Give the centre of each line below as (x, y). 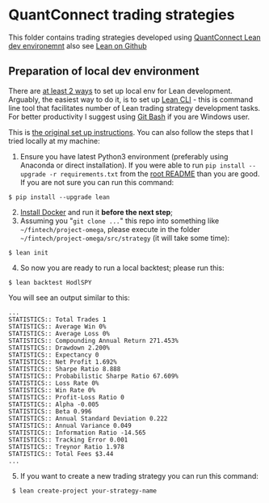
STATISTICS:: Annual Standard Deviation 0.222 (88, 418)
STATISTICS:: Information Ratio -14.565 (78, 433)
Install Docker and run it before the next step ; (97, 212)
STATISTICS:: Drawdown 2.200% (59, 348)
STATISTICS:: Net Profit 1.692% (63, 361)
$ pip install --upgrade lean (59, 197)
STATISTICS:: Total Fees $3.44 (61, 454)
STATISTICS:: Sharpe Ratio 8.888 (65, 369)
